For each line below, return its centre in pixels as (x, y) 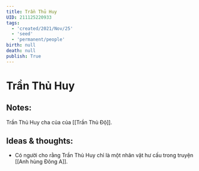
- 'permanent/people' (38, 39)
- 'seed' (22, 34)
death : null (21, 51)
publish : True (24, 56)
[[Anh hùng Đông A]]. (41, 161)
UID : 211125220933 (29, 17)
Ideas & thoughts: (40, 141)
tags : (13, 23)
